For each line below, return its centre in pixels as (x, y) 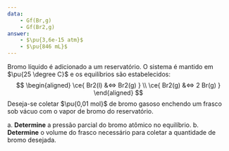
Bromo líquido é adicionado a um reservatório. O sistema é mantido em (110, 67)
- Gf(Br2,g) (37, 27)
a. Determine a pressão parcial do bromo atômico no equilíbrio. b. (103, 125)
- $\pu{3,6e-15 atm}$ (51, 40)
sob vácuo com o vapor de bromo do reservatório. (80, 111)
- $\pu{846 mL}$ (44, 47)
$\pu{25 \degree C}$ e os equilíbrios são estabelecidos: (89, 74)
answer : (19, 34)
